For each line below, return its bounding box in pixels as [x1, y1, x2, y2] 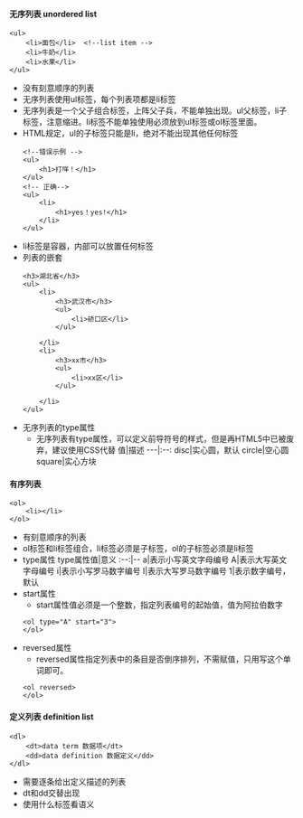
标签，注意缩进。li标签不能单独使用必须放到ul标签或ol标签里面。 [22, 117, 262, 127]
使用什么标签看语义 [22, 798, 95, 809]
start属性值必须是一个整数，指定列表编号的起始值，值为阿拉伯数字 [35, 599, 283, 610]
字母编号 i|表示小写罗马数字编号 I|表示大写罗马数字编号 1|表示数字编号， [22, 566, 291, 577]
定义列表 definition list [9, 711, 94, 722]
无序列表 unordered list [9, 8, 98, 19]
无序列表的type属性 [22, 422, 96, 433]
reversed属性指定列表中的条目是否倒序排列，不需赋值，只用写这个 [35, 653, 283, 664]
